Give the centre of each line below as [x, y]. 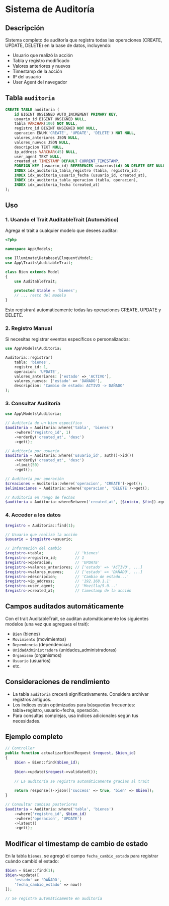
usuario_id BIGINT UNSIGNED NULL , [50, 119]
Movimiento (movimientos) [39, 639]
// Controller [20, 748]
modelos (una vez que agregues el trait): [47, 624]
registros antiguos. [32, 699]
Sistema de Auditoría [50, 9]
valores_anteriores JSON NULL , [47, 138]
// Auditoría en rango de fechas [40, 497]
